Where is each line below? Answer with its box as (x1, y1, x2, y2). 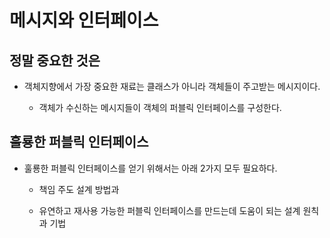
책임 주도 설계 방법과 (38, 183, 120, 195)
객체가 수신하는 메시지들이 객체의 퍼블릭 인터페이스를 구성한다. (38, 102, 282, 113)
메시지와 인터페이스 (9, 9, 159, 32)
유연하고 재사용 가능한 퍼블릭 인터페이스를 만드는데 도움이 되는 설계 (38, 204, 301, 216)
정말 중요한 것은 (9, 52, 101, 69)
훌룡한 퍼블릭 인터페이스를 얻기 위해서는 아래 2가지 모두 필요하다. (23, 162, 278, 174)
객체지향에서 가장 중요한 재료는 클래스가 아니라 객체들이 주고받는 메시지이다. (23, 81, 321, 92)
